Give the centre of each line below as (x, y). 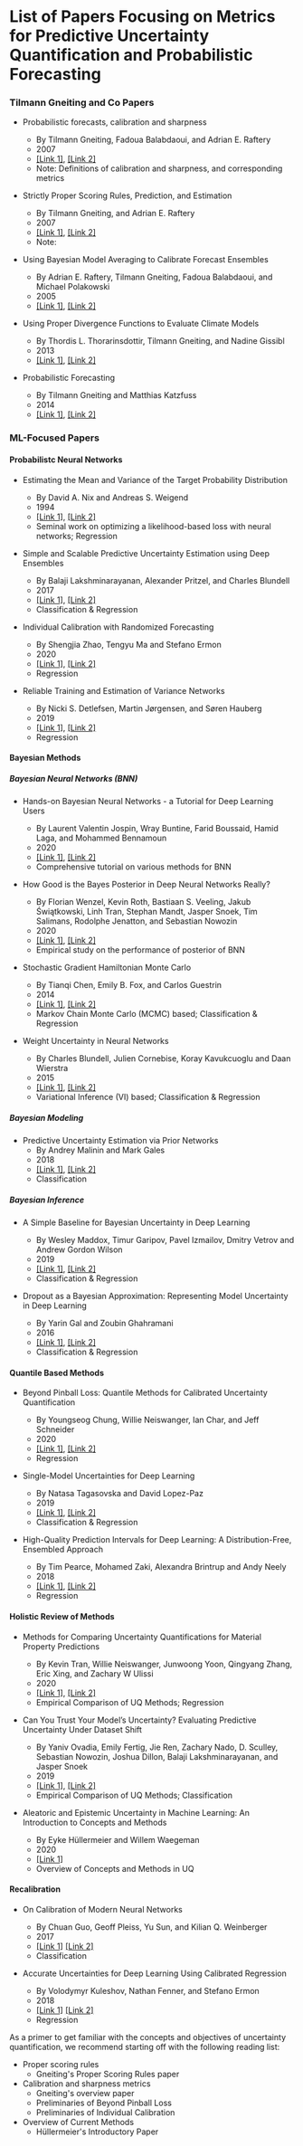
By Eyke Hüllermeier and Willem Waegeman (118, 1839)
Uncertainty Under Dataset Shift (82, 1729)
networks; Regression (76, 536)
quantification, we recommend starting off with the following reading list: (145, 2046)
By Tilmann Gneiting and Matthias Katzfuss (116, 395)
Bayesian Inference (47, 1200)
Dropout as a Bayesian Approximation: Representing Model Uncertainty (155, 1296)
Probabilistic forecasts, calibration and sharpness (114, 122)
